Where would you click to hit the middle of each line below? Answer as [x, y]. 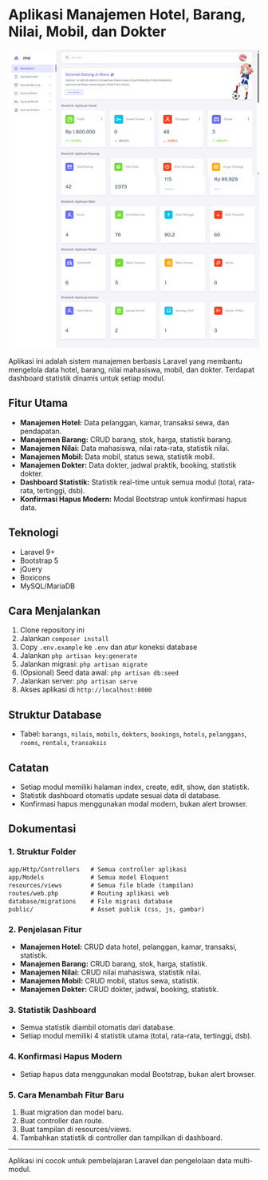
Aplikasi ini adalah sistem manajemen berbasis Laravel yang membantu [125, 361]
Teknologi [33, 533]
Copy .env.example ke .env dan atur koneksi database [108, 647]
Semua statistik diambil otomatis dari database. [97, 1027]
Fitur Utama [38, 403]
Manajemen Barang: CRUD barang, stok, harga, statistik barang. [126, 439]
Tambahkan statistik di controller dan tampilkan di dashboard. [121, 1138]
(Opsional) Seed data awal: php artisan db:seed [99, 672]
